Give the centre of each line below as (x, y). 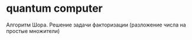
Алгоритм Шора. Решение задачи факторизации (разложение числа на (96, 25)
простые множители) (33, 31)
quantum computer (54, 9)
